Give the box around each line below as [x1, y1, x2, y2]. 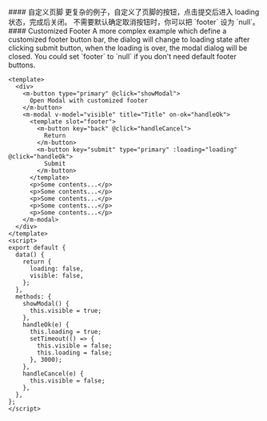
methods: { [15, 293, 52, 301]
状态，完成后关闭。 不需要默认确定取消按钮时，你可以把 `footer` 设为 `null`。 [8, 18, 260, 26]
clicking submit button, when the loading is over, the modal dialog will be [8, 43, 248, 53]
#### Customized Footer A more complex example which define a [8, 26, 227, 35]
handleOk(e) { [22, 321, 70, 329]
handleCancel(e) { [22, 370, 84, 378]
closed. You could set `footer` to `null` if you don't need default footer [8, 52, 237, 61]
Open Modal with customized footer [29, 97, 149, 105]
